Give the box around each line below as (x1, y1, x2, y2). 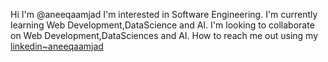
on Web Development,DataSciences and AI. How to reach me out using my (10, 30, 319, 41)
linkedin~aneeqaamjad (10, 40, 104, 52)
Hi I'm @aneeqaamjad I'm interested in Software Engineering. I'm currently (10, 9, 318, 20)
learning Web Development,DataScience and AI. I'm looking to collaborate (10, 19, 315, 31)
